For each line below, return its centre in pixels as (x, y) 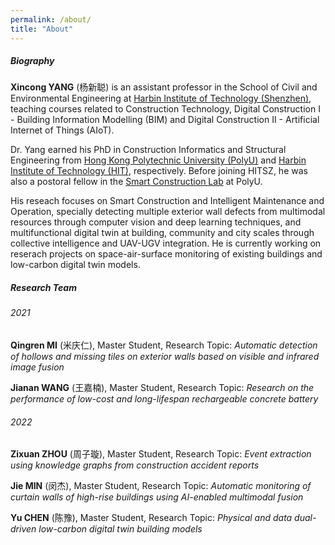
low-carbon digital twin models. (75, 265)
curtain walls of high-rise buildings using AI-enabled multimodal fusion (157, 497)
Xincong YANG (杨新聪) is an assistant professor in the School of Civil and (164, 87)
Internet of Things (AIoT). (62, 130)
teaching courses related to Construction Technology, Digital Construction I (165, 109)
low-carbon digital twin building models (120, 529)
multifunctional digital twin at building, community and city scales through (162, 233)
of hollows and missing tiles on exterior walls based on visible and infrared (165, 357)
